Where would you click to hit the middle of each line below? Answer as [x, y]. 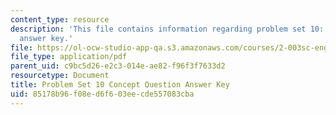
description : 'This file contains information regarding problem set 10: [167, 29]
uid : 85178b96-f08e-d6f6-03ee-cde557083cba [102, 94]
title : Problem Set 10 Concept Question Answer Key [120, 85]
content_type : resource [60, 19]
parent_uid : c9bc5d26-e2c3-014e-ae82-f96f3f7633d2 [118, 66]
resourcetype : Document [60, 76]
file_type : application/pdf [69, 57]
